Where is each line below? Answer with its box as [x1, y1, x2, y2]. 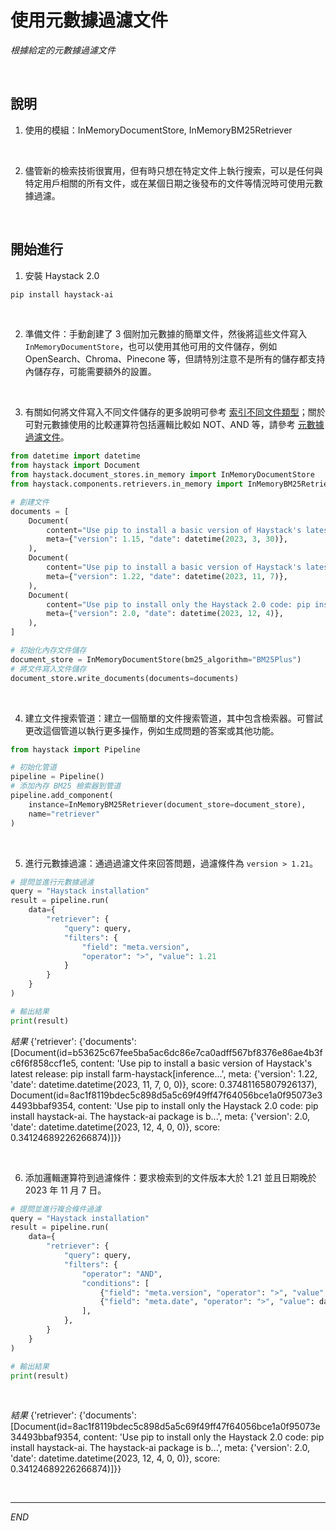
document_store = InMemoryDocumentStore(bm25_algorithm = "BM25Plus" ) [10, 654, 302, 665]
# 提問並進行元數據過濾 [10, 877, 95, 887]
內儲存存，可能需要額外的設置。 [24, 366, 157, 378]
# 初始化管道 [10, 762, 57, 773]
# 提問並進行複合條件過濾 [10, 1204, 102, 1214]
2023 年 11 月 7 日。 [24, 1184, 107, 1196]
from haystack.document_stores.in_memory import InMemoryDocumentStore [10, 470, 315, 480]
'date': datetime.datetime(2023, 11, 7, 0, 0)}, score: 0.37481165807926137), [10, 1078, 318, 1090]
